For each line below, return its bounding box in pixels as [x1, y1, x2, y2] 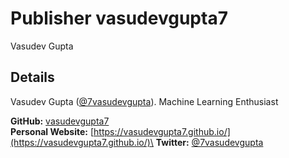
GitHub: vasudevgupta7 [10, 115, 110, 127]
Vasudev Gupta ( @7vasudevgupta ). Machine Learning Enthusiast [10, 95, 279, 107]
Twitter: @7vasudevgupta [155, 136, 264, 148]
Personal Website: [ [10, 125, 95, 137]
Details [10, 69, 55, 86]
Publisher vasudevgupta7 [10, 7, 228, 30]
